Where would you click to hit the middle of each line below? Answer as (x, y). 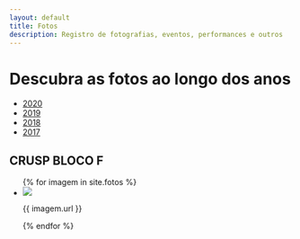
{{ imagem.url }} (52, 208)
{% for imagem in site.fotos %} (79, 182)
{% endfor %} (48, 226)
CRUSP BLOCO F (57, 160)
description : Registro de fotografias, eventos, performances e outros (146, 34)
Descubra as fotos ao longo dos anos (150, 79)
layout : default (40, 18)
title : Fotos (34, 26)
